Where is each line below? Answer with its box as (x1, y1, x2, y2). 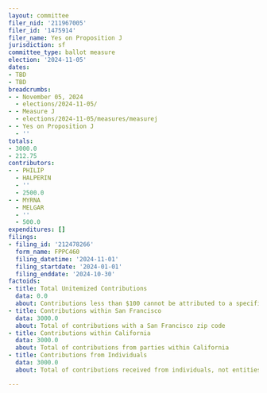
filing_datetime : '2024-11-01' (15, 255, 119, 263)
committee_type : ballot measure (8, 48, 115, 56)
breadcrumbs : (8, 85, 52, 94)
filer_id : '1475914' (8, 26, 77, 34)
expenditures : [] (8, 225, 66, 234)
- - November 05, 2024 (8, 93, 83, 101)
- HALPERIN (15, 174, 52, 183)
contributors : (8, 160, 56, 168)
